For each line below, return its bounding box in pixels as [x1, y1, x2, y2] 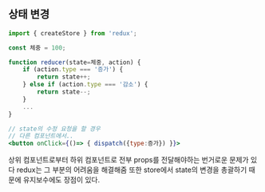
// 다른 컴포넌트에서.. [8, 132, 74, 140]
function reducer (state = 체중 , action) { [8, 58, 141, 66]
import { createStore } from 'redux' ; [8, 29, 137, 38]
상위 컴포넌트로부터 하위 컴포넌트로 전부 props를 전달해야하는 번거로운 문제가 [8, 155, 249, 165]
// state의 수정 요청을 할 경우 [8, 125, 101, 133]
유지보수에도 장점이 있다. [22, 175, 101, 185]
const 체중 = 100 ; [8, 43, 66, 52]
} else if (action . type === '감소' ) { [22, 81, 148, 89]
